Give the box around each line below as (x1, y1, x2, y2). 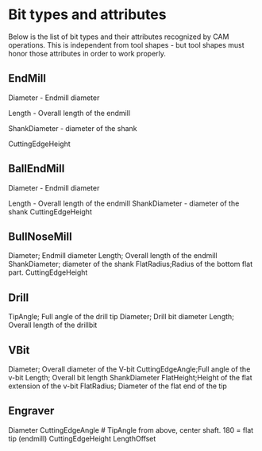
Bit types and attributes (8, 6, 167, 24)
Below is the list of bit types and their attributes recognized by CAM (8, 32, 229, 41)
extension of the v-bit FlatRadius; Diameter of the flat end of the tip (8, 381, 228, 391)
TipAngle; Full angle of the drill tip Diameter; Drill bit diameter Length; (8, 312, 234, 322)
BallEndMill (8, 162, 65, 175)
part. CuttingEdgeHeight (8, 268, 88, 277)
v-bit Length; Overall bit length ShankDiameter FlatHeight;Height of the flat (8, 373, 252, 382)
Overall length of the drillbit (8, 320, 98, 330)
